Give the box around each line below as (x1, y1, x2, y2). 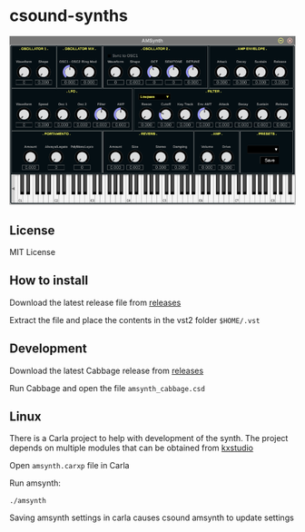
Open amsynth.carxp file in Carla (9, 460, 130, 471)
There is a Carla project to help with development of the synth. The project (9, 433, 289, 444)
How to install (9, 273, 89, 289)
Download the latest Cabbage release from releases (9, 365, 204, 376)
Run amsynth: (9, 478, 62, 488)
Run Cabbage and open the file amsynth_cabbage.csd (9, 382, 206, 393)
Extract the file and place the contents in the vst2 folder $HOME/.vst (9, 314, 261, 325)
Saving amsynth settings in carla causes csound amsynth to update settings (9, 512, 295, 523)
